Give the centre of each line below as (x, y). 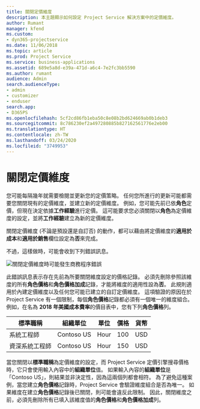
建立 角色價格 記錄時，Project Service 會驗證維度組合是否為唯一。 (107, 384)
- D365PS (17, 112)
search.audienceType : (33, 85)
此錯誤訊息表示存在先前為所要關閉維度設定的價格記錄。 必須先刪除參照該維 (99, 277)
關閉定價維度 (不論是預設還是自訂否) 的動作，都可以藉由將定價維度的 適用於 (99, 231)
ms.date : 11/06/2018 (32, 46)
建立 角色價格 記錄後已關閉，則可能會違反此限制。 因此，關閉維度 (107, 392)
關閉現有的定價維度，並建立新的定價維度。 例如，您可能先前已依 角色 (102, 203)
